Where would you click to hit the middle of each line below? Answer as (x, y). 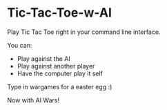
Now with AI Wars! (33, 100)
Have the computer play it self (60, 73)
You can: (20, 45)
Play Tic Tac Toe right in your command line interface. (84, 32)
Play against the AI (43, 58)
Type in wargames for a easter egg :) (60, 86)
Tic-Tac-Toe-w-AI (60, 13)
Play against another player (56, 66)
